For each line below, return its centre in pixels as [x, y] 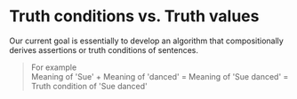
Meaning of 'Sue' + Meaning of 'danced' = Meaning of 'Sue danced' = [160, 76]
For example [54, 67]
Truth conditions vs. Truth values [134, 16]
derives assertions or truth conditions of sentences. [104, 49]
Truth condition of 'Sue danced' [89, 86]
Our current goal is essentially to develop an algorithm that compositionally [147, 41]
